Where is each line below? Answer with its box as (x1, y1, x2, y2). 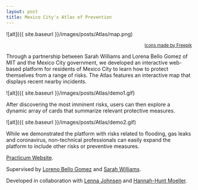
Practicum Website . (6, 154, 54, 161)
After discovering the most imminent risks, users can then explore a (6, 101, 170, 108)
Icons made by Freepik (144, 42, 192, 48)
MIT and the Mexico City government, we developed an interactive (6, 59, 168, 66)
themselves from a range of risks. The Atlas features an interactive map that (6, 72, 191, 79)
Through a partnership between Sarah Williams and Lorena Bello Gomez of (6, 53, 188, 60)
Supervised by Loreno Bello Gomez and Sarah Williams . (6, 165, 141, 172)
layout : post (6, 8, 38, 15)
